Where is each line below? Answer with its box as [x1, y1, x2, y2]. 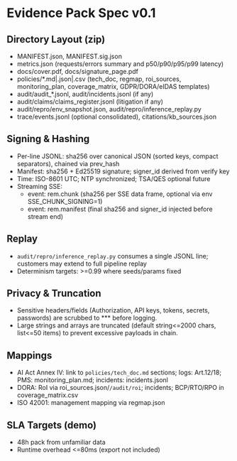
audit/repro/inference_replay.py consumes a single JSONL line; [16, 251, 209, 260]
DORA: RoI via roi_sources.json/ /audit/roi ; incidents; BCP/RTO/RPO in [16, 384, 224, 392]
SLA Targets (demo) [6, 419, 97, 431]
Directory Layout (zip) [6, 33, 106, 45]
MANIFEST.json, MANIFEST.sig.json [16, 52, 122, 60]
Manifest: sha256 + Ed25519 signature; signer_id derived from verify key [16, 167, 230, 175]
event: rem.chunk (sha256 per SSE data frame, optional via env [27, 190, 213, 198]
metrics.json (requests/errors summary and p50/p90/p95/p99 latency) [16, 60, 224, 68]
